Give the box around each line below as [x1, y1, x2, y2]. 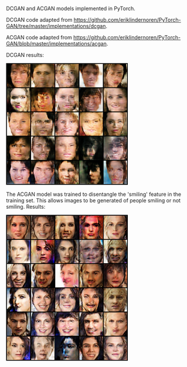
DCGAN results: [6, 52, 44, 58]
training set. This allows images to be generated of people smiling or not [6, 197, 181, 204]
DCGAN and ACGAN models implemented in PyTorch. [6, 5, 136, 12]
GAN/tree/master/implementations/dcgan [6, 23, 106, 29]
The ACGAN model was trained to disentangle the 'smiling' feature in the [6, 191, 182, 198]
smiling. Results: [6, 203, 46, 210]
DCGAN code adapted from [6, 16, 73, 23]
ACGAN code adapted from [6, 34, 72, 40]
